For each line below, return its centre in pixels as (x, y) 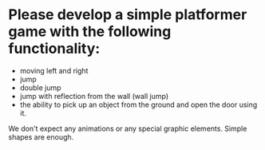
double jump (40, 87)
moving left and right (54, 70)
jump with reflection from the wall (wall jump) (94, 96)
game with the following (90, 32)
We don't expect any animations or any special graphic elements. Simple (128, 128)
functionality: (54, 49)
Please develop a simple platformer (128, 15)
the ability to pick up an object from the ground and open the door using (138, 105)
